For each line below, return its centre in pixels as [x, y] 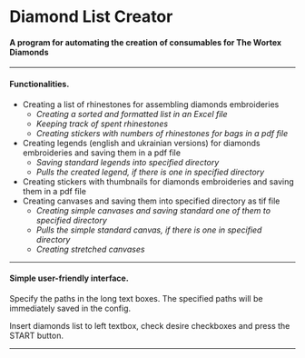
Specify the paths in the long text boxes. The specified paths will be [136, 298]
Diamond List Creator [91, 17]
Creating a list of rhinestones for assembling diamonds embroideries [151, 104]
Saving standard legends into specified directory [128, 162]
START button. [36, 335]
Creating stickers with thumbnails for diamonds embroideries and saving [158, 181]
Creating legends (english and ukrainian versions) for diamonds [141, 143]
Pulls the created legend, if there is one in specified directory [150, 172]
